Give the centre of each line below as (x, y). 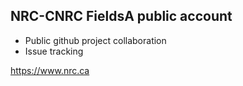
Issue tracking (54, 51)
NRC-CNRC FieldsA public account (121, 16)
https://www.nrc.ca (50, 70)
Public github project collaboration (95, 40)
